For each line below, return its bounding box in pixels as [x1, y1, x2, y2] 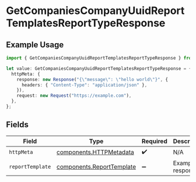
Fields [6, 120, 29, 129]
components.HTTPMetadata [56, 148, 134, 156]
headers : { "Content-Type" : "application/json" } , [21, 82, 148, 88]
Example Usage [6, 40, 64, 50]
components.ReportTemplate [56, 162, 136, 170]
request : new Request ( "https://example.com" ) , [16, 93, 132, 99]
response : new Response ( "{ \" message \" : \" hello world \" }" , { [16, 76, 169, 82]
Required [142, 137, 167, 145]
